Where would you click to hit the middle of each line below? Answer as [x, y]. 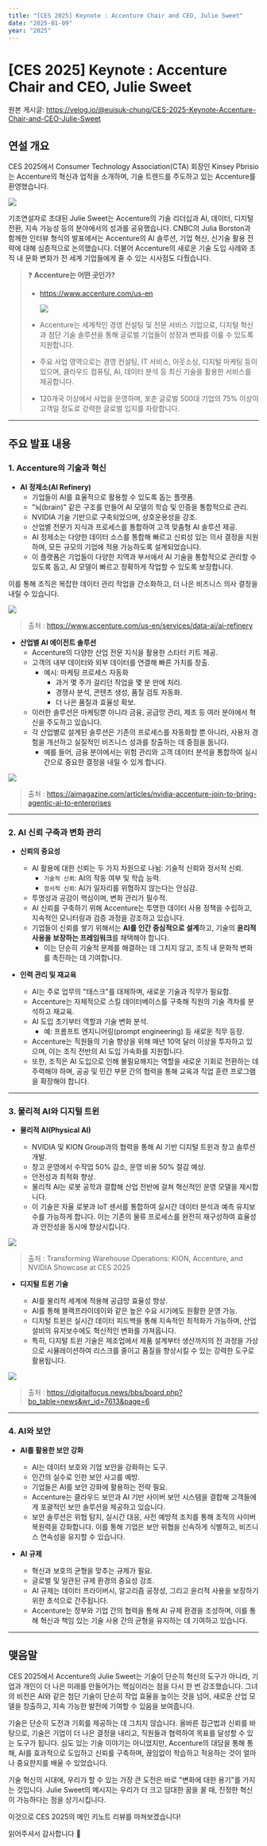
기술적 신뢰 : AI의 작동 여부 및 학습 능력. [102, 878]
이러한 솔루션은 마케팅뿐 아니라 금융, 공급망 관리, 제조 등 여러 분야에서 [139, 712]
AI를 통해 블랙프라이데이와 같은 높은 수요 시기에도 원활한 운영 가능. [135, 1311]
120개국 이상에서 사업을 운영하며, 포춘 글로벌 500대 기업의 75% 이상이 [149, 398]
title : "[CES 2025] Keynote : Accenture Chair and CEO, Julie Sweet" [126, 16]
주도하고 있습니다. [74, 722]
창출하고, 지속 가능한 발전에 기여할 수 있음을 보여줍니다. [108, 1706]
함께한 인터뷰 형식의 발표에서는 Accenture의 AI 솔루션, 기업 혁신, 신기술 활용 [127, 238]
